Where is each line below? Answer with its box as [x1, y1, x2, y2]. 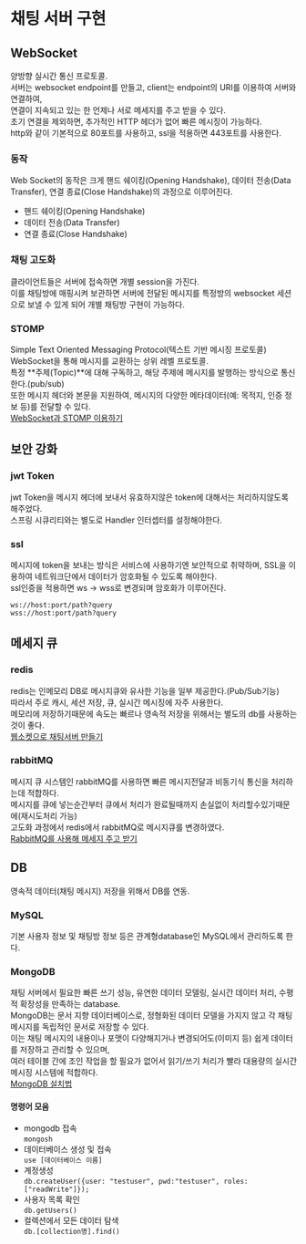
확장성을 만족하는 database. [19, 999, 121, 1010]
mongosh [23, 1135, 53, 1145]
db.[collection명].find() [23, 1228, 121, 1237]
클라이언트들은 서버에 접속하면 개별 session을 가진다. [10, 275, 199, 287]
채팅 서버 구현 [10, 8, 107, 29]
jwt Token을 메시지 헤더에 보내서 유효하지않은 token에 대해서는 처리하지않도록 [10, 492, 290, 503]
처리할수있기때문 [231, 799, 291, 810]
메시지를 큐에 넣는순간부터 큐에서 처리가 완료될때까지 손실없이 [10, 799, 230, 810]
